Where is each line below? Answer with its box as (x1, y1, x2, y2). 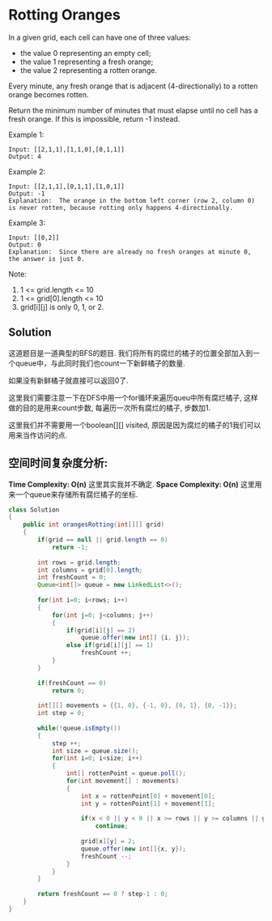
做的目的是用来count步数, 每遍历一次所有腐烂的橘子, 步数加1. (8, 403, 211, 413)
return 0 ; (51, 687, 85, 695)
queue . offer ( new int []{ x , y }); (80, 845, 186, 853)
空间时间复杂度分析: (8, 456, 108, 470)
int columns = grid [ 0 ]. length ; (37, 566, 143, 574)
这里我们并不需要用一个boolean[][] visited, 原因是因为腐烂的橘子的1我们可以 (8, 420, 261, 430)
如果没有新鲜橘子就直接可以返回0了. (8, 375, 129, 385)
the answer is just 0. (8, 255, 85, 263)
